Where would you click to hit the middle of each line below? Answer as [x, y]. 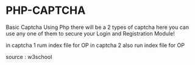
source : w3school [29, 57]
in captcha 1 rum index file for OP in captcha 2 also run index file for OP [95, 45]
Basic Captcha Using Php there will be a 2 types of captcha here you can [97, 27]
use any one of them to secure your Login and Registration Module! [90, 33]
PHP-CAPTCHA [46, 11]
